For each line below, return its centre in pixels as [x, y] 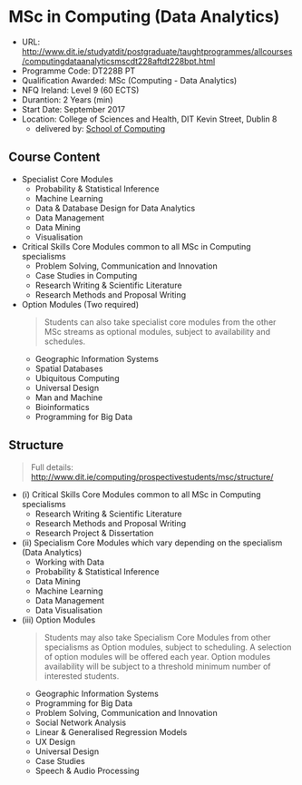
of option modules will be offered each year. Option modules [157, 656]
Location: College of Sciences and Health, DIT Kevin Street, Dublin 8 [149, 119]
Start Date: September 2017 [73, 109]
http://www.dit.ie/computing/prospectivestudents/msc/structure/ [152, 476]
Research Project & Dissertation [94, 533]
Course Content [54, 157]
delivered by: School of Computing [100, 128]
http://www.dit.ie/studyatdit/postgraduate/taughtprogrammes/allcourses [157, 51]
